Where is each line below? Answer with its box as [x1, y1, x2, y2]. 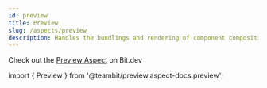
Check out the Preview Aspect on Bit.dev [8, 55, 143, 65]
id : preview [8, 11, 48, 20]
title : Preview [8, 19, 59, 27]
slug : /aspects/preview [8, 26, 87, 34]
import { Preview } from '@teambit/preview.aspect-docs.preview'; [8, 71, 224, 80]
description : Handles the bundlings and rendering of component [8, 33, 226, 42]
